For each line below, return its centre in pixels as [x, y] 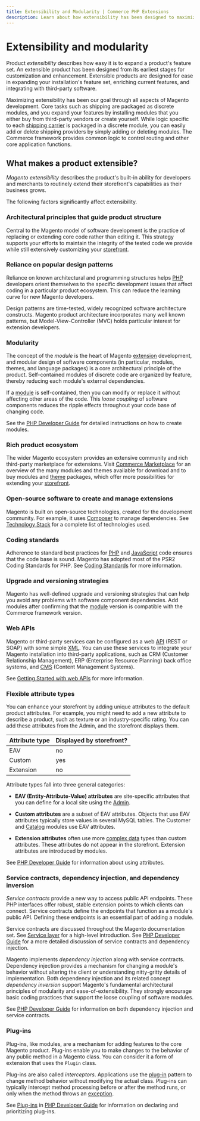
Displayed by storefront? [92, 740]
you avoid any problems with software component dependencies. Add [92, 600]
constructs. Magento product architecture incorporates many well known [96, 314]
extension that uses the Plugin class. [51, 1063]
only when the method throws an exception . [60, 1093]
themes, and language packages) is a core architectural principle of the [94, 368]
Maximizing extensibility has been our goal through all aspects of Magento [98, 100]
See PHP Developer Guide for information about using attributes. [85, 862]
